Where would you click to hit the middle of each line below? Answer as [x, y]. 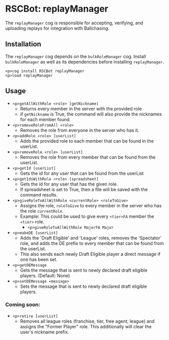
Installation [23, 44]
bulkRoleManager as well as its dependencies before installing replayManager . [85, 62]
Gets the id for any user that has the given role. [69, 184]
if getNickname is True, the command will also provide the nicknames [91, 114]
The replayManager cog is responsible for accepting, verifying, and [74, 23]
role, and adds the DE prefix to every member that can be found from [92, 243]
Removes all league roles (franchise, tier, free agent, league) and [87, 321]
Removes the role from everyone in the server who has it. [80, 130]
